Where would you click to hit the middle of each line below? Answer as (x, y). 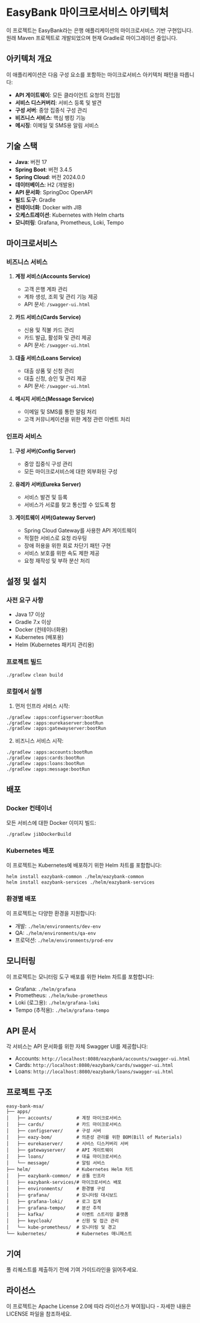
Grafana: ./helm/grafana (45, 989)
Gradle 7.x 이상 (33, 622)
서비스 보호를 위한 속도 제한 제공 (62, 553)
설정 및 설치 (27, 581)
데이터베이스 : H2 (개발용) (45, 185)
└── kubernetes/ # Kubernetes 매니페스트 (69, 1234)
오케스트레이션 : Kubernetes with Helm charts (70, 215)
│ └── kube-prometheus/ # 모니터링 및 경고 (61, 1227)
